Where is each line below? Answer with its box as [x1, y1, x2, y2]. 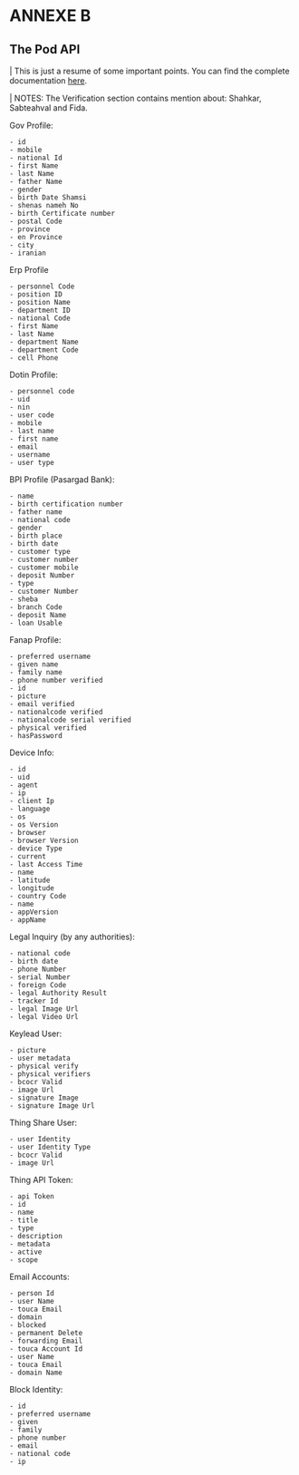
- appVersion [9, 907, 59, 917]
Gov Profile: [9, 120, 53, 131]
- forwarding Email [9, 1336, 83, 1345]
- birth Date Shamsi [9, 193, 88, 202]
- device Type [9, 844, 63, 853]
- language [9, 804, 51, 813]
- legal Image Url [9, 1004, 79, 1014]
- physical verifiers [9, 1070, 92, 1079]
